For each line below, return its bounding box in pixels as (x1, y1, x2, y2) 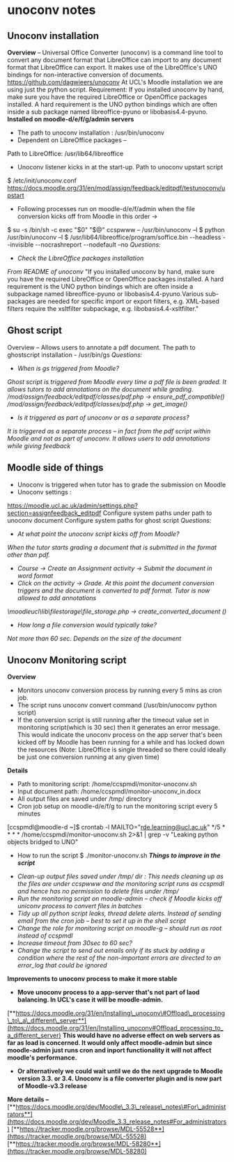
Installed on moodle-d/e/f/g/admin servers (7, 115, 134, 123)
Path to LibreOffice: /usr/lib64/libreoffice (7, 149, 124, 158)
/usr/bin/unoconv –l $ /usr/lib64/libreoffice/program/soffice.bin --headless (7, 233, 221, 241)
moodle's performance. (7, 1053, 78, 1062)
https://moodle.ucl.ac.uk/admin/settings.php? (7, 501, 138, 510)
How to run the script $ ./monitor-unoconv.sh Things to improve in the (17, 851, 221, 859)
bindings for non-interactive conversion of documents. (7, 70, 164, 79)
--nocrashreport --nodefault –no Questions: (34, 240, 162, 249)
